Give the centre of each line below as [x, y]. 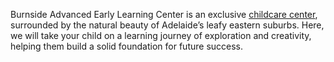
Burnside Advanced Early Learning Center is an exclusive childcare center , [164, 14]
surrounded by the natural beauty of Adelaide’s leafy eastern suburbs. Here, [167, 25]
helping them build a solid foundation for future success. [127, 46]
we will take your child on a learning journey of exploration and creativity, [161, 35]
